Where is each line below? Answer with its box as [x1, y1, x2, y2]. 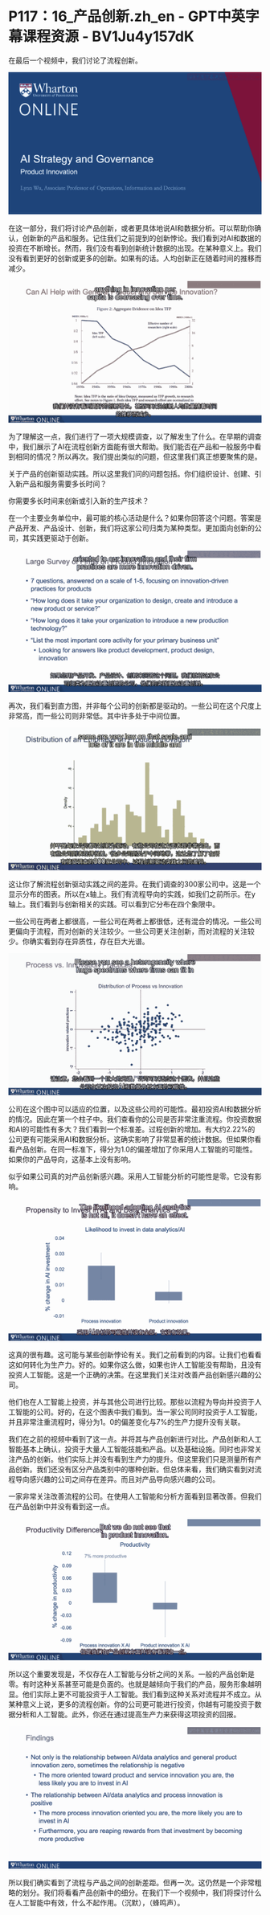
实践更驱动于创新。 [29, 533, 93, 542]
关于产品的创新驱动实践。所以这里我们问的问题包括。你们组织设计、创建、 [8, 469, 255, 478]
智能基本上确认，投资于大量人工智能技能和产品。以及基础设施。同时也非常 [8, 1444, 255, 1454]
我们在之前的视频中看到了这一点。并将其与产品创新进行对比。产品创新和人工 [8, 1434, 262, 1443]
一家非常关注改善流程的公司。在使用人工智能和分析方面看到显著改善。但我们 [8, 1491, 262, 1501]
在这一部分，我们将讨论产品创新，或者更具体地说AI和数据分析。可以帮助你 [8, 223, 255, 233]
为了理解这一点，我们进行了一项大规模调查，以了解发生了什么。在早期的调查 [8, 432, 262, 441]
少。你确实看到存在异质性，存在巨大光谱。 [8, 936, 149, 946]
